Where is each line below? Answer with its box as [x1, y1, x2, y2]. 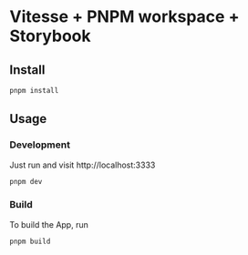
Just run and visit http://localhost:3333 [9, 159, 156, 170]
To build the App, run [9, 219, 88, 229]
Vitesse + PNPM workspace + [9, 6, 240, 27]
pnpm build [9, 237, 51, 246]
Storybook [9, 25, 91, 46]
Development [9, 138, 71, 151]
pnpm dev [9, 177, 43, 186]
